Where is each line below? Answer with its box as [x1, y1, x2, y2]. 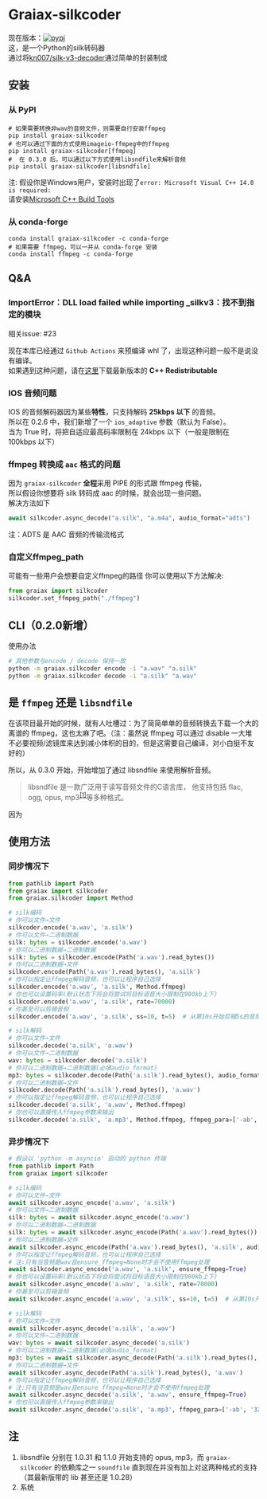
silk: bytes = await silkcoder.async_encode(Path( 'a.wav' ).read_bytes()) [8, 1229, 258, 1237]
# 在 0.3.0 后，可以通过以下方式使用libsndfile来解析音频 [8, 155, 187, 163]
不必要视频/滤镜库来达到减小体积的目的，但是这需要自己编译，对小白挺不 [8, 739, 248, 748]
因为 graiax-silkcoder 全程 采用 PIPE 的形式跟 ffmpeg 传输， [8, 478, 207, 488]
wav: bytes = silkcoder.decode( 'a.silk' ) [8, 1056, 148, 1065]
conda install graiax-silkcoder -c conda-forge [8, 234, 169, 242]
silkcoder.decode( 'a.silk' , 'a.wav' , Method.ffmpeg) [8, 1101, 187, 1109]
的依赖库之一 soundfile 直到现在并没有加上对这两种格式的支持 [54, 1462, 257, 1472]
